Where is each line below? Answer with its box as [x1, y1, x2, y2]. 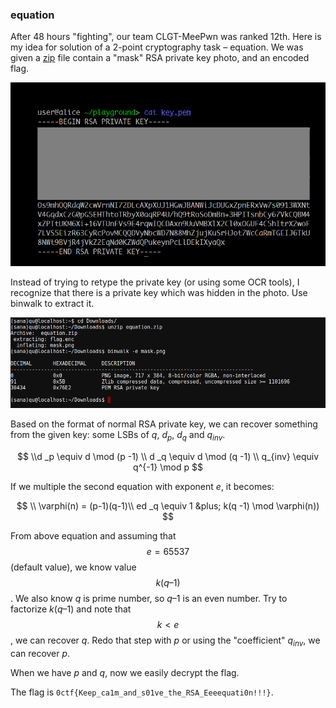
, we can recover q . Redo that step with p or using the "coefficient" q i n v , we [10, 634, 321, 648]
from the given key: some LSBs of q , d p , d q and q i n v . [10, 429, 226, 443]
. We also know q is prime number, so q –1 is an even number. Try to [10, 592, 288, 604]
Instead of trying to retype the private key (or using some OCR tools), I [10, 276, 300, 288]
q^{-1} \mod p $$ [133, 461, 203, 473]
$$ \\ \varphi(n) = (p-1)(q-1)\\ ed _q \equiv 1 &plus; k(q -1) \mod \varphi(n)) [16, 499, 320, 512]
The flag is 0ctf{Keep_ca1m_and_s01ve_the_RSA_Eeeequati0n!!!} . [10, 686, 274, 698]
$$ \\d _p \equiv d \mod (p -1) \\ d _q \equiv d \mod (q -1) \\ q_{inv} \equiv [16, 450, 320, 462]
